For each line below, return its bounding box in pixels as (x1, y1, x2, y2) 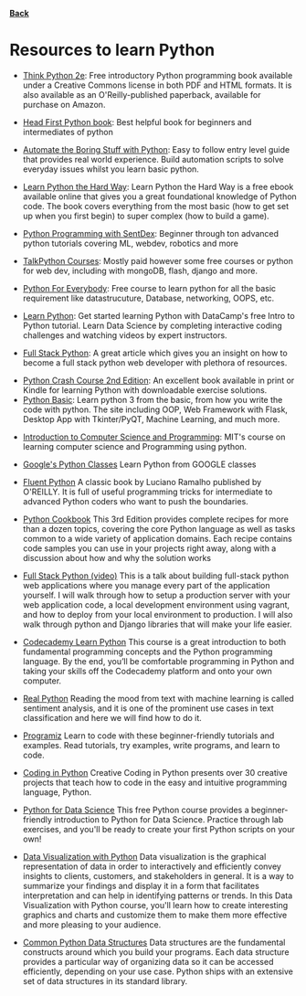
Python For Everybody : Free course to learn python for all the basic (22, 282, 277, 293)
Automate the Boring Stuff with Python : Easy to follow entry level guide (22, 143, 290, 154)
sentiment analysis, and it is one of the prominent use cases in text (22, 703, 274, 714)
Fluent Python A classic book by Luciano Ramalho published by (22, 476, 262, 487)
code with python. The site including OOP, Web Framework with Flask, (22, 404, 288, 415)
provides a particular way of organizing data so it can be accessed (22, 956, 274, 967)
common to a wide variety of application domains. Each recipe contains (22, 533, 292, 544)
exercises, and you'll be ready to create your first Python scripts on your (22, 823, 295, 834)
